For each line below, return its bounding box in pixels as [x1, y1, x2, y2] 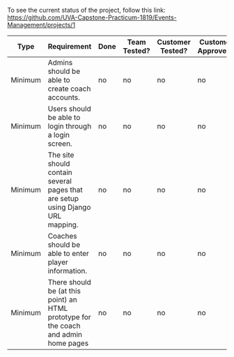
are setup [47, 194, 79, 203]
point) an [47, 295, 78, 304]
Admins [47, 58, 73, 67]
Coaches [47, 231, 77, 241]
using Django [47, 202, 91, 212]
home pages [47, 338, 89, 348]
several [47, 176, 72, 185]
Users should [47, 104, 92, 114]
